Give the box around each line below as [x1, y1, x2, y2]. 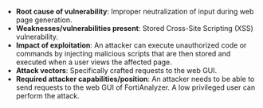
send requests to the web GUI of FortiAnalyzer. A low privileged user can [15, 83, 256, 92]
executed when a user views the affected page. [15, 57, 173, 67]
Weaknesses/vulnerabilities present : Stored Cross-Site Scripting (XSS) [15, 24, 253, 33]
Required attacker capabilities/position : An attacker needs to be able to [15, 75, 255, 83]
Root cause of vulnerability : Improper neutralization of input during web [15, 7, 254, 16]
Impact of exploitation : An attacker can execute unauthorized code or [15, 40, 247, 50]
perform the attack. [15, 91, 80, 100]
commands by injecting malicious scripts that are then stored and [15, 49, 231, 58]
